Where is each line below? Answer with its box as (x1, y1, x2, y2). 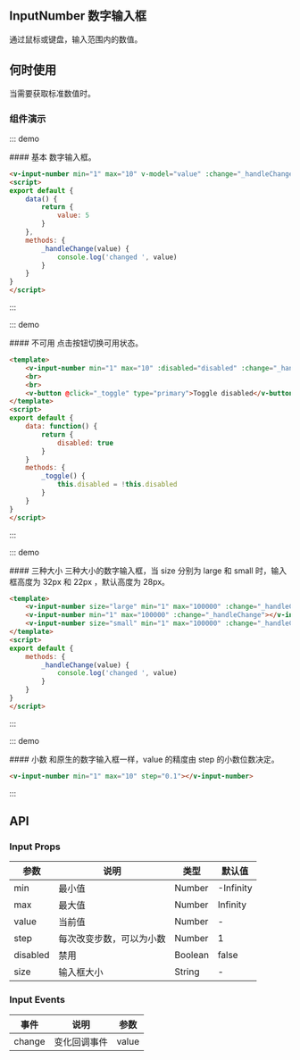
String (173, 965, 200, 978)
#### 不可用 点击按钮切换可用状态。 (9, 338, 144, 348)
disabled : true (56, 438, 114, 447)
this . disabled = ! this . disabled (56, 480, 178, 489)
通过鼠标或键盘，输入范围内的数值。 (9, 34, 143, 45)
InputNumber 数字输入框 (9, 8, 147, 24)
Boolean (173, 949, 210, 962)
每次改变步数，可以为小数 (57, 932, 166, 945)
